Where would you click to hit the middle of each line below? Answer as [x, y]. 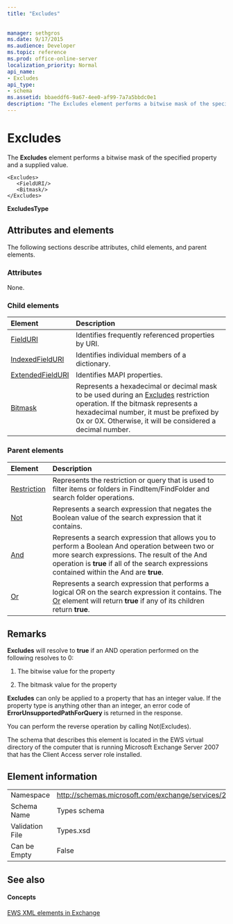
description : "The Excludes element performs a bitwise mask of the [108, 104]
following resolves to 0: [41, 658]
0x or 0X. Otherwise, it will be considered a [146, 421]
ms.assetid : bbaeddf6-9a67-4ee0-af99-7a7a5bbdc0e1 [82, 98]
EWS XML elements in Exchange [54, 912]
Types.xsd [74, 831]
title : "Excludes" [34, 14]
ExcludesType [28, 208]
